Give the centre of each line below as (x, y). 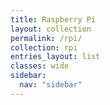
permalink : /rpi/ (46, 38)
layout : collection (51, 29)
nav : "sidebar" (51, 85)
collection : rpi (44, 47)
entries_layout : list (55, 57)
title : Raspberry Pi (53, 19)
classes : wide (40, 66)
